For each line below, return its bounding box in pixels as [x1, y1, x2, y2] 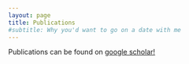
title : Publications [8, 19, 76, 27]
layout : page [8, 11, 51, 20]
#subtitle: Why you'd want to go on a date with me [8, 26, 181, 34]
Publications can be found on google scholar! [8, 48, 156, 57]
